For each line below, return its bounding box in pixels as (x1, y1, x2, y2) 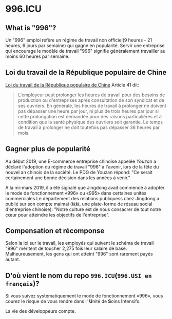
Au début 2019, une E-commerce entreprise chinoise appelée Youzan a (5, 158, 157, 164)
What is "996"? (5, 24, 56, 32)
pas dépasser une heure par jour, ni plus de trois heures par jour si (17, 108, 159, 114)
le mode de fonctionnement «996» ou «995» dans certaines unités (5, 190, 147, 196)
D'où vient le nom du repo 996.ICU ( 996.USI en (5, 271, 152, 280)
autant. (5, 257, 21, 263)
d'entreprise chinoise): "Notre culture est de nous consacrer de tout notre (5, 206, 161, 212)
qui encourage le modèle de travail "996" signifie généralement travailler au (5, 48, 166, 54)
